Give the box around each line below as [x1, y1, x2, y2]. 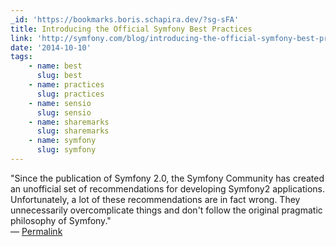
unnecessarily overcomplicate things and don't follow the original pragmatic [10, 204, 323, 216]
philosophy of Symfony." [10, 214, 112, 226]
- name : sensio [28, 98, 92, 108]
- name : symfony [28, 136, 97, 146]
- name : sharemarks [28, 117, 110, 127]
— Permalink [10, 225, 63, 237]
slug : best [36, 71, 83, 81]
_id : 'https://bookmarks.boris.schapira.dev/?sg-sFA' [10, 14, 240, 25]
